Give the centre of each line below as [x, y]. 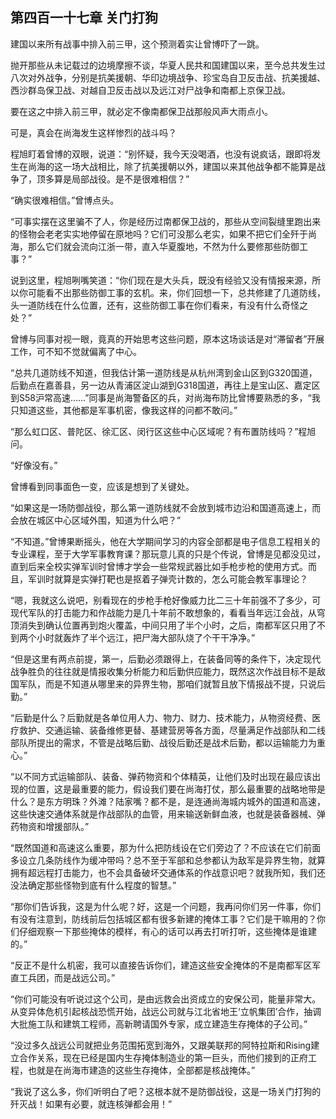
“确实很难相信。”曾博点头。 [65, 200]
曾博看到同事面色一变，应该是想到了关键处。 [102, 486]
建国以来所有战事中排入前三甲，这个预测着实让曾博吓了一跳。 [137, 44]
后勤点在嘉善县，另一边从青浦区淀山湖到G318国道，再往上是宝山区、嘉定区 [165, 385]
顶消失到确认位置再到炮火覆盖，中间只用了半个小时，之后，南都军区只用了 [163, 625]
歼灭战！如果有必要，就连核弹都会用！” [91, 1104]
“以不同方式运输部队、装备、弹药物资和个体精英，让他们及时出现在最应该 [161, 776]
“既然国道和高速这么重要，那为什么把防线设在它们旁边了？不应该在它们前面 [166, 847]
